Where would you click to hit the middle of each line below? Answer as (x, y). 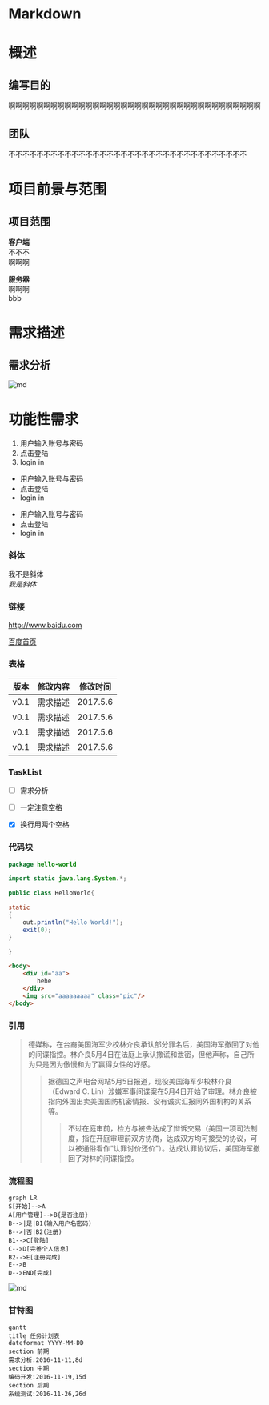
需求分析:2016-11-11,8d (45, 1360)
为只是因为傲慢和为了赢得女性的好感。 (91, 1064)
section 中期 (29, 1368)
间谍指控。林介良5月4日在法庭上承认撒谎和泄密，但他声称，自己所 (145, 1055)
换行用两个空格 (44, 824)
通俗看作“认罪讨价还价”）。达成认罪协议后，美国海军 (168, 1148)
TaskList (25, 771)
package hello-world (43, 864)
